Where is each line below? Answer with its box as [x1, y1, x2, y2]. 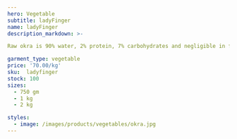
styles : [7, 114, 30, 121]
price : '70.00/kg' [7, 62, 61, 69]
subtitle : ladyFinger [7, 17, 71, 24]
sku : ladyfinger [7, 68, 59, 75]
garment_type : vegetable [7, 56, 80, 63]
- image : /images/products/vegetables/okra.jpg [13, 121, 157, 128]
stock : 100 [7, 75, 39, 82]
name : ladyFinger [7, 23, 59, 30]
